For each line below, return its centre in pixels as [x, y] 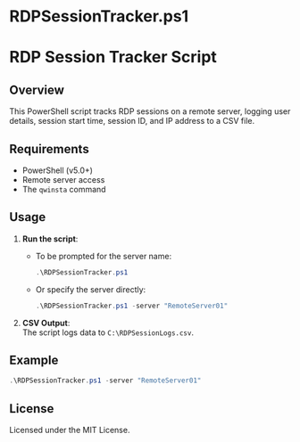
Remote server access [63, 180]
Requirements [49, 149]
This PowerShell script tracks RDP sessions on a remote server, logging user [150, 111]
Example [34, 360]
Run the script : [50, 239]
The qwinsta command [64, 189]
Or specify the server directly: [91, 289]
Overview [37, 90]
